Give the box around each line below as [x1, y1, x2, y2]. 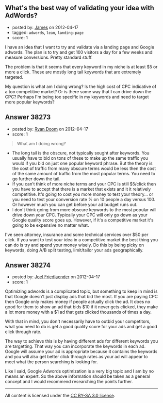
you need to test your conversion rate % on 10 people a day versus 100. [12, 196, 156, 202]
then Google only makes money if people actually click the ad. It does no [5, 299, 150, 305]
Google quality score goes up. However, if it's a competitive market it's [12, 217, 154, 223]
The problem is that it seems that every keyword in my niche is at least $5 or [5, 64, 158, 69]
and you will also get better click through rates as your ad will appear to [5, 354, 148, 360]
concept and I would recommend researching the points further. [5, 379, 133, 385]
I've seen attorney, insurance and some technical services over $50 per [5, 232, 149, 237]
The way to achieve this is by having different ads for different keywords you [5, 338, 158, 344]
